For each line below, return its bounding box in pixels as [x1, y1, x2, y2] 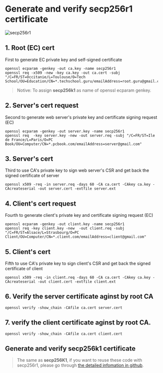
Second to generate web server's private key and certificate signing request [5, 114, 158, 120]
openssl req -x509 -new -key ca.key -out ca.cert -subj [5, 70, 120, 75]
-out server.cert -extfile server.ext [37, 186, 116, 191]
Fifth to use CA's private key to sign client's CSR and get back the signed [5, 260, 151, 266]
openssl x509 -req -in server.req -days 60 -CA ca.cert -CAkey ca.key [5, 182, 151, 187]
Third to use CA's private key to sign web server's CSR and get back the [5, 167, 149, 173]
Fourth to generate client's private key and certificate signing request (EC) [5, 212, 154, 218]
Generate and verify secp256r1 [5, 3, 133, 15]
